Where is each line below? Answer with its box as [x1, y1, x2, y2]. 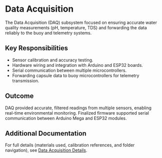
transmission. [12, 78, 39, 83]
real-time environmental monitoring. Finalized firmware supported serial [5, 110, 149, 116]
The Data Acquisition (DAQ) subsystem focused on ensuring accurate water [5, 20, 157, 25]
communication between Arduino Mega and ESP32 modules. [5, 115, 127, 121]
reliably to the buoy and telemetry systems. [5, 30, 92, 36]
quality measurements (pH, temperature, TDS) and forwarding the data [5, 24, 147, 30]
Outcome [5, 92, 34, 100]
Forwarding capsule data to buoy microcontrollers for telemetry [12, 72, 140, 79]
